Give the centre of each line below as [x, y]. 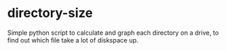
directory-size [50, 13]
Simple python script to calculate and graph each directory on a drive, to [113, 33]
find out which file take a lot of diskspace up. [73, 40]
